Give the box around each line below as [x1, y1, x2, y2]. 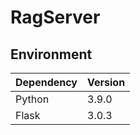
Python [15, 92, 50, 106]
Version [87, 76, 126, 89]
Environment [10, 46, 93, 63]
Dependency [15, 76, 78, 89]
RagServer [10, 6, 101, 29]
